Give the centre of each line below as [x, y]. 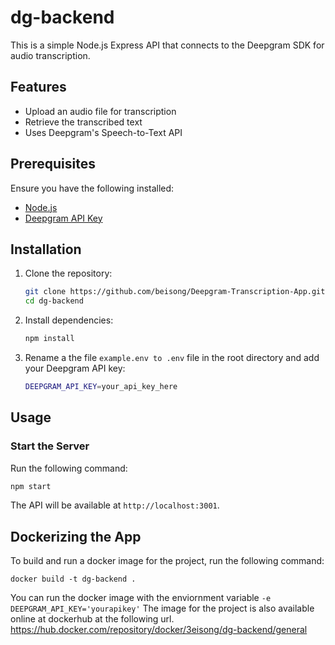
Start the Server [50, 446]
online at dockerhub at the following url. [92, 619]
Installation [46, 249]
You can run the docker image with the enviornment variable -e [141, 598]
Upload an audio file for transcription [100, 111]
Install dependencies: [69, 320]
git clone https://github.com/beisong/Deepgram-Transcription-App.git [175, 292]
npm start [31, 486]
